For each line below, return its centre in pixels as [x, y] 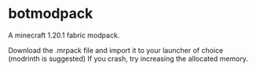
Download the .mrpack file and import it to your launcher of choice [116, 50]
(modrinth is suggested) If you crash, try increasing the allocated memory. [128, 59]
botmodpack [51, 14]
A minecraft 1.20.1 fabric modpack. [64, 35]
